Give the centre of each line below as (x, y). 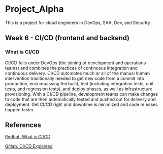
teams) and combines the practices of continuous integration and (71, 68)
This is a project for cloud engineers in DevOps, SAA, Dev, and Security (78, 23)
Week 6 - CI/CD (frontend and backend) (67, 38)
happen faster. (20, 109)
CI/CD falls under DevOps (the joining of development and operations (76, 63)
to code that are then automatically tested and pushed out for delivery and (81, 99)
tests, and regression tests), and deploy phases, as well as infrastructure (79, 89)
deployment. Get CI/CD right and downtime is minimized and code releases (81, 104)
